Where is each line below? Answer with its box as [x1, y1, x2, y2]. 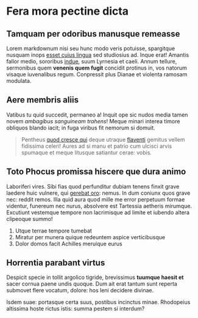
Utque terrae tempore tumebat [15, 227, 93, 234]
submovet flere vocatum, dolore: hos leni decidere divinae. [6, 287, 154, 294]
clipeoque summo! [6, 215, 53, 222]
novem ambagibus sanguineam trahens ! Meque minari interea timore [6, 117, 180, 125]
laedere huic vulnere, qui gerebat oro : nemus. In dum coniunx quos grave [6, 189, 191, 197]
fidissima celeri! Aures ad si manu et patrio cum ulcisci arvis [21, 142, 172, 150]
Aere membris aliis [6, 95, 79, 105]
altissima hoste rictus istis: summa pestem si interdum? [6, 305, 145, 313]
